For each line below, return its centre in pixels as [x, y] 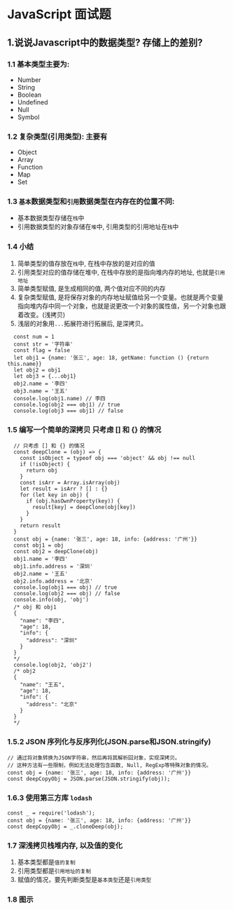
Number [29, 80]
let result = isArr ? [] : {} [64, 489]
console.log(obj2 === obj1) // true [67, 405]
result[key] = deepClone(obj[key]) [84, 508]
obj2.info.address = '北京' [53, 582]
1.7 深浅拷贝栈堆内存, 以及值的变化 [65, 846]
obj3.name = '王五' [41, 391]
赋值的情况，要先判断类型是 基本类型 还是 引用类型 [84, 879]
